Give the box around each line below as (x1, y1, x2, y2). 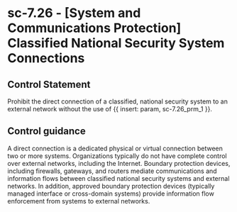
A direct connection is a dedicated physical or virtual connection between (7, 144, 224, 152)
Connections (7, 50, 85, 67)
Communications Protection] (7, 20, 182, 36)
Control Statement (7, 78, 91, 90)
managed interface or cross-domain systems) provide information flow (7, 189, 214, 198)
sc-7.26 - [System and (7, 5, 141, 21)
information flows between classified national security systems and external (7, 174, 230, 182)
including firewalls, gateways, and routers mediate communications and (7, 167, 218, 175)
